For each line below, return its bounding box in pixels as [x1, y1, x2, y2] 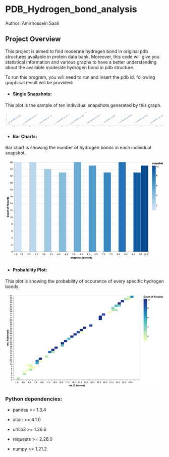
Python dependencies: [5, 395, 63, 402]
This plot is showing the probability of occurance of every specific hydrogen [5, 278, 164, 284]
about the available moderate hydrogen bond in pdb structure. [5, 64, 135, 70]
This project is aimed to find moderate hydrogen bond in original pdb [5, 48, 148, 54]
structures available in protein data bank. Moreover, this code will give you [5, 53, 160, 60]
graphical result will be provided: [5, 79, 73, 85]
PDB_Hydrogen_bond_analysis [5, 4, 137, 15]
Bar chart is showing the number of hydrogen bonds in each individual [5, 145, 151, 151]
